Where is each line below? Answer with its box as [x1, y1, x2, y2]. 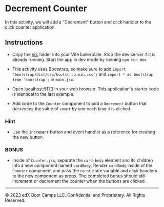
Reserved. [5, 197, 26, 203]
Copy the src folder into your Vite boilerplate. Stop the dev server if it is [12, 51, 156, 57]
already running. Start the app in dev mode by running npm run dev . [12, 57, 148, 62]
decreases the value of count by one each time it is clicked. [12, 105, 132, 111]
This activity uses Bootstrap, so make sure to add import [12, 66, 126, 72]
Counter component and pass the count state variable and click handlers [12, 168, 158, 174]
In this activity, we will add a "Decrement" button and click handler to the [5, 19, 152, 25]
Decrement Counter [5, 3, 87, 14]
